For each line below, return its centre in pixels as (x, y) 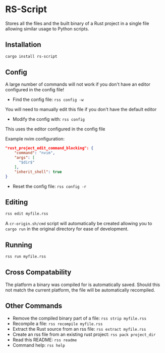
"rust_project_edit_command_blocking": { (49, 148)
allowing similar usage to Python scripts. (47, 28)
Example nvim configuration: (35, 139)
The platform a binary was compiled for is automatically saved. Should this (83, 285)
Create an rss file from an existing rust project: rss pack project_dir (84, 334)
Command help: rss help (39, 345)
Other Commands (34, 306)
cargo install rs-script (31, 56)
